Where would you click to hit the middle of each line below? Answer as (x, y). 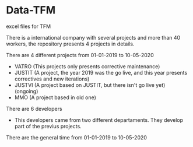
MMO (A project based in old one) (55, 97)
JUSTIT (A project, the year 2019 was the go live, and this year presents (101, 72)
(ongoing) (26, 91)
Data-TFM (31, 10)
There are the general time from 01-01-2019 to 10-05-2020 (77, 137)
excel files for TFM (29, 26)
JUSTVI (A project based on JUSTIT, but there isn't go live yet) (90, 85)
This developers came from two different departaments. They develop (99, 120)
